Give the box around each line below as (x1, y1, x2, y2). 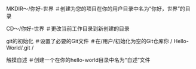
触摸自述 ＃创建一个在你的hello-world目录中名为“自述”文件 (6, 57, 151, 63)
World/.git (6, 44, 31, 51)
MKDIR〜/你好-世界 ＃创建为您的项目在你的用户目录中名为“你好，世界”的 (6, 5, 185, 12)
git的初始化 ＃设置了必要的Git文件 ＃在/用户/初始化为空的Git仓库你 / (6, 38, 173, 44)
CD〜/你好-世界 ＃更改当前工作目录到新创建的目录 (6, 25, 130, 32)
